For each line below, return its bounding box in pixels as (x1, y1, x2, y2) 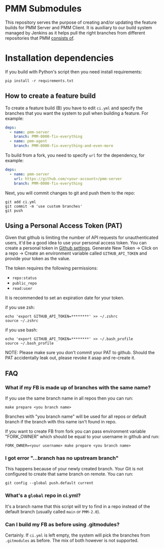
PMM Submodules (5, 3, 82, 14)
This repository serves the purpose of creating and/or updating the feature (5, 19, 157, 25)
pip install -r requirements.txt (5, 78, 74, 83)
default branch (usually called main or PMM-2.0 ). (5, 508, 100, 514)
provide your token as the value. (5, 256, 70, 262)
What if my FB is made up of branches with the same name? (5, 384, 151, 391)
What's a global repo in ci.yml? (5, 492, 81, 499)
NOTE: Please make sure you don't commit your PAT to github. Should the (5, 350, 155, 356)
